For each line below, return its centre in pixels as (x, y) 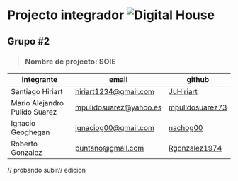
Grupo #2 (29, 41)
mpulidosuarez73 (198, 107)
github (198, 79)
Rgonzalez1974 (195, 148)
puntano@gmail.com (110, 148)
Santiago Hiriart (37, 91)
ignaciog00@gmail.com (115, 127)
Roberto (24, 144)
